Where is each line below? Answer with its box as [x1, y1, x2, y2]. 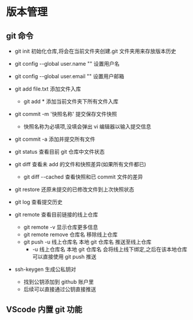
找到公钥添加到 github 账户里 [23, 279, 94, 285]
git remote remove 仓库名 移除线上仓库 [23, 231, 118, 238]
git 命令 [6, 31, 34, 41]
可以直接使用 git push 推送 [32, 253, 97, 260]
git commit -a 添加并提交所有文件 [14, 135, 96, 143]
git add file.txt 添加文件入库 [14, 85, 81, 92]
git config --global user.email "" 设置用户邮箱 [14, 73, 125, 80]
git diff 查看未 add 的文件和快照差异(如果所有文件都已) [14, 161, 146, 167]
